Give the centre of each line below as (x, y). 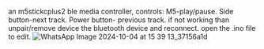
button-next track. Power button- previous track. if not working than (119, 20)
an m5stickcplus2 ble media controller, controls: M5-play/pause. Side (121, 11)
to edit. (20, 36)
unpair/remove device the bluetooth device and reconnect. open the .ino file (132, 28)
